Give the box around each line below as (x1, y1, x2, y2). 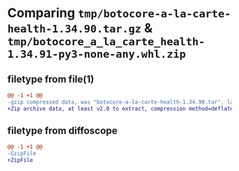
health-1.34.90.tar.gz (7, 23, 142, 36)
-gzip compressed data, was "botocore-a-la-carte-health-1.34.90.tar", (7, 98, 224, 106)
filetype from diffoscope (7, 125, 118, 137)
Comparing (7, 5, 75, 21)
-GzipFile (7, 150, 37, 158)
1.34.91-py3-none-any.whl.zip (7, 48, 186, 61)
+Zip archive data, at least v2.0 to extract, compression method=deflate (7, 105, 234, 112)
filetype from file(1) (7, 73, 95, 85)
